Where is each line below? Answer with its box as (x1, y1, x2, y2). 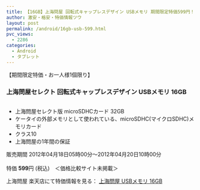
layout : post (6, 20, 39, 26)
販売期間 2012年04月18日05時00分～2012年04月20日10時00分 (6, 150, 161, 157)
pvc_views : (6, 31, 34, 37)
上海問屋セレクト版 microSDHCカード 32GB (14, 107, 125, 115)
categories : (6, 43, 36, 49)
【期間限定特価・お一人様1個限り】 (6, 71, 93, 78)
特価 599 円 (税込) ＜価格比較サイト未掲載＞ (6, 164, 119, 172)
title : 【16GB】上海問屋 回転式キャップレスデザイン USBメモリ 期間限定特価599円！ (6, 8, 195, 15)
